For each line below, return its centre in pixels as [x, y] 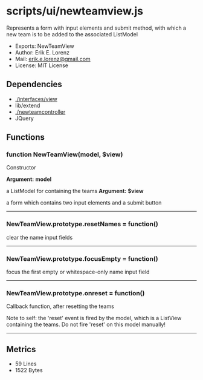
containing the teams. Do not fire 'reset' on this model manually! [86, 324]
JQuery [24, 118]
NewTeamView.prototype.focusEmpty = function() [82, 258]
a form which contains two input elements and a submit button [84, 203]
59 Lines [26, 364]
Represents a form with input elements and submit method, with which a [96, 28]
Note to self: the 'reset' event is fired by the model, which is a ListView [94, 318]
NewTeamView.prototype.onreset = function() [76, 293]
